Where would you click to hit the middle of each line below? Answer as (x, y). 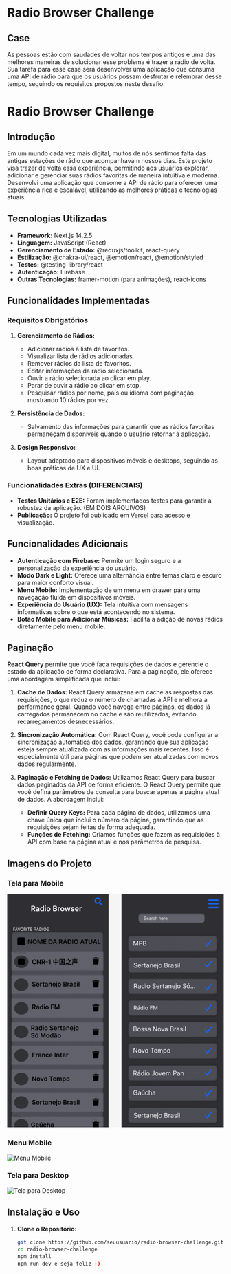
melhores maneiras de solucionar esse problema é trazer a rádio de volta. (111, 62)
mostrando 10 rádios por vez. (69, 399)
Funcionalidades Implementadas (78, 301)
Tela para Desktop (38, 1176)
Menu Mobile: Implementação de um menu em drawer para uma (109, 590)
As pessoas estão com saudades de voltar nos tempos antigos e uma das (112, 54)
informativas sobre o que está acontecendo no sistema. (96, 612)
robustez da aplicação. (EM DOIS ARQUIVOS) (81, 507)
